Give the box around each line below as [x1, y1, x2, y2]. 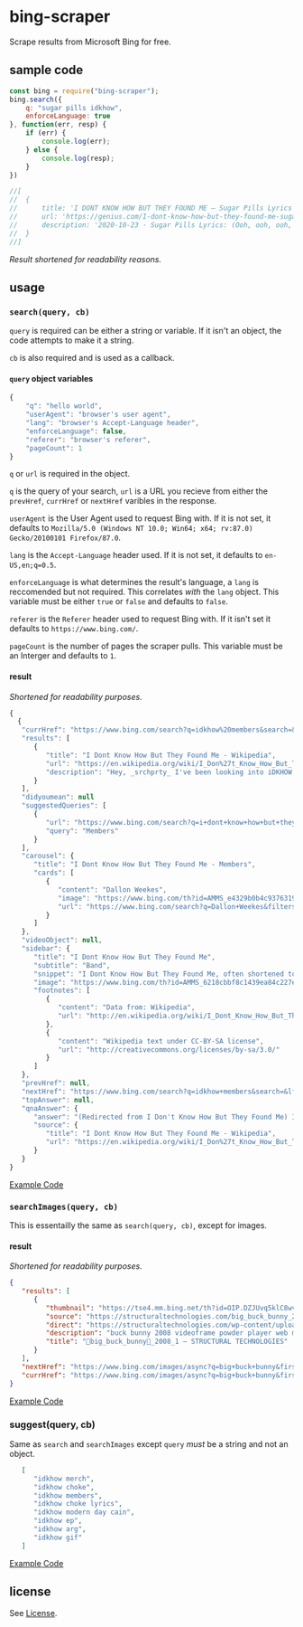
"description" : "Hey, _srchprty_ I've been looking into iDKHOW [45, 767, 293, 777]
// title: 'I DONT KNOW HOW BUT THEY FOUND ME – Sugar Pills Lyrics [9, 203, 293, 213]
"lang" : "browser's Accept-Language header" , [25, 419, 200, 428]
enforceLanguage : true [25, 111, 111, 121]
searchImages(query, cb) [9, 1201, 119, 1212]
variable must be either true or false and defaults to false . [9, 596, 228, 607]
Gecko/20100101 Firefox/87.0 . [9, 532, 122, 544]
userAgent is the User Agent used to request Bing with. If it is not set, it [9, 513, 271, 524]
